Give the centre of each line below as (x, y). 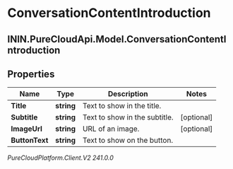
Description (128, 94)
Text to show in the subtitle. (128, 117)
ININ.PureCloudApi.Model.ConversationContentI (117, 39)
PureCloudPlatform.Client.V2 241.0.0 (61, 158)
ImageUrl (26, 129)
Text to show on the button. (128, 141)
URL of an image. (111, 129)
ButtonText (30, 141)
